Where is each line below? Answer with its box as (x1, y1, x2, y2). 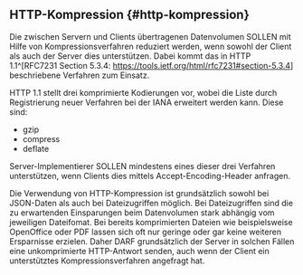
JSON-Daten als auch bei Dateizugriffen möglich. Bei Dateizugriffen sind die (9, 197, 294, 208)
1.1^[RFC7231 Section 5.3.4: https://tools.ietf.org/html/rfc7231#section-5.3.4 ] (9, 60, 294, 71)
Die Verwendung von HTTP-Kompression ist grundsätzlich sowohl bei (9, 187, 270, 198)
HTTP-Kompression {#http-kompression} (9, 7, 251, 23)
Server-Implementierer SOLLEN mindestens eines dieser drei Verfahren (9, 160, 276, 171)
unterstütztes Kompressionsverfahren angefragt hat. (9, 255, 205, 266)
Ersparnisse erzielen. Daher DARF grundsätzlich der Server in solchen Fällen (9, 235, 295, 247)
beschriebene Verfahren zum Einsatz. (9, 70, 150, 81)
